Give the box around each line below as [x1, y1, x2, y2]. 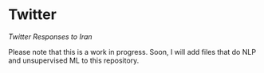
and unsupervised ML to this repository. [8, 56, 140, 65]
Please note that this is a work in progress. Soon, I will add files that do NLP [8, 47, 257, 56]
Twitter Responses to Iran [8, 32, 93, 41]
